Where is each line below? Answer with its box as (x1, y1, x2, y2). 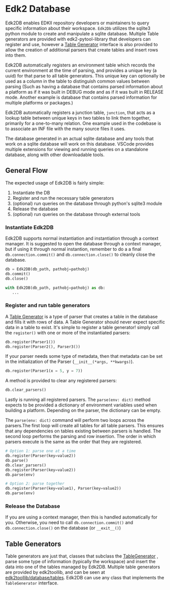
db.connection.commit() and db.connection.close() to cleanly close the (5, 251, 156, 257)
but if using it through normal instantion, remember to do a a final (5, 246, 142, 252)
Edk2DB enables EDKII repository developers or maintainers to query (5, 20, 150, 26)
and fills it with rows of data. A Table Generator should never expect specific (5, 319, 165, 325)
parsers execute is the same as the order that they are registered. (5, 439, 142, 445)
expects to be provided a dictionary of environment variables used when (5, 402, 157, 408)
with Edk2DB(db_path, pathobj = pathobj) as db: (5, 285, 106, 290)
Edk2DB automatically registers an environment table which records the (5, 62, 155, 68)
